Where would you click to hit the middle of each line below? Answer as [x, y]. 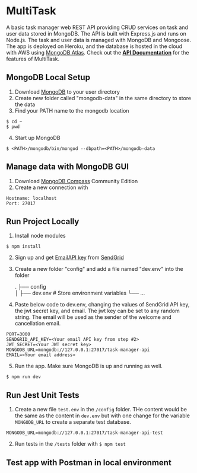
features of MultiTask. [33, 59]
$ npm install [24, 247]
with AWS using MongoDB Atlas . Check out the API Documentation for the [98, 52]
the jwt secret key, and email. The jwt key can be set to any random [97, 311]
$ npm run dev [24, 377]
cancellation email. [38, 324]
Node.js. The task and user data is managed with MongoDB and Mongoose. [99, 40]
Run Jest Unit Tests [43, 395]
